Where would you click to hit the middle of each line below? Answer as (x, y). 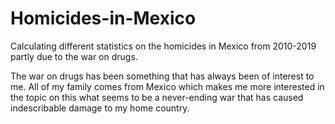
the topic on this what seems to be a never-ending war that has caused (157, 97)
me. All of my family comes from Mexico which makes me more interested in (167, 86)
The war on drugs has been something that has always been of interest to (162, 76)
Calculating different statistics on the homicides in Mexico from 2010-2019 (163, 46)
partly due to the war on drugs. (74, 56)
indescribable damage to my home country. (100, 108)
